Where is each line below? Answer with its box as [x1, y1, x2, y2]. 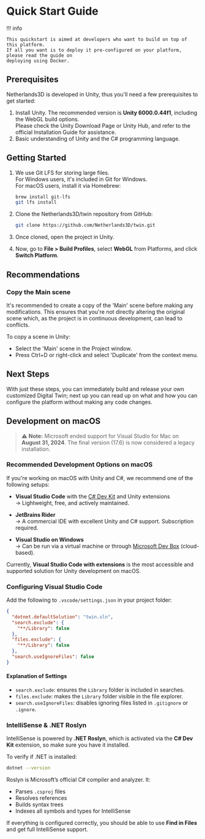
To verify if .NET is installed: [6, 753, 78, 761]
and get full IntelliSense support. [6, 826, 89, 833]
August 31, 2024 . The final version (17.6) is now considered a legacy [21, 438, 195, 446]
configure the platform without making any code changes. [6, 398, 153, 405]
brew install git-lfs [15, 194, 70, 200]
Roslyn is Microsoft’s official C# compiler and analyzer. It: [6, 776, 151, 783]
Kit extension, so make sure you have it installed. [6, 741, 130, 748]
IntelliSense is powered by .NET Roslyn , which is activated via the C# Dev [6, 735, 193, 742]
